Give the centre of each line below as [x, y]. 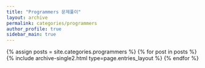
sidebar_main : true [31, 35]
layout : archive [27, 18]
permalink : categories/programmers [52, 23]
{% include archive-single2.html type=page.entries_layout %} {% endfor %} [103, 58]
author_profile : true [34, 29]
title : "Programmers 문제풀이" [44, 12]
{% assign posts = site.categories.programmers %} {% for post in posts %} [102, 52]
